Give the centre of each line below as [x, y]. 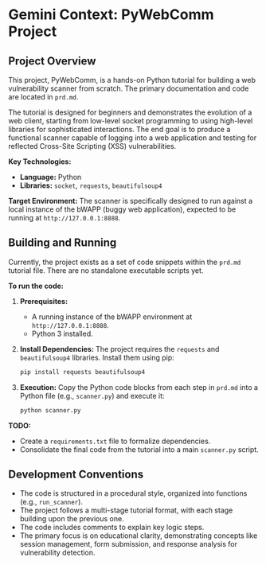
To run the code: [36, 286]
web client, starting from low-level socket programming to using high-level [131, 121]
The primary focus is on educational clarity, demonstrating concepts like [139, 536]
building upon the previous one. [72, 519]
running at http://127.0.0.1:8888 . [65, 218]
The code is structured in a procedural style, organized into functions [133, 493]
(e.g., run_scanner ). [51, 502]
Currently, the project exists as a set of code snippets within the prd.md [125, 262]
